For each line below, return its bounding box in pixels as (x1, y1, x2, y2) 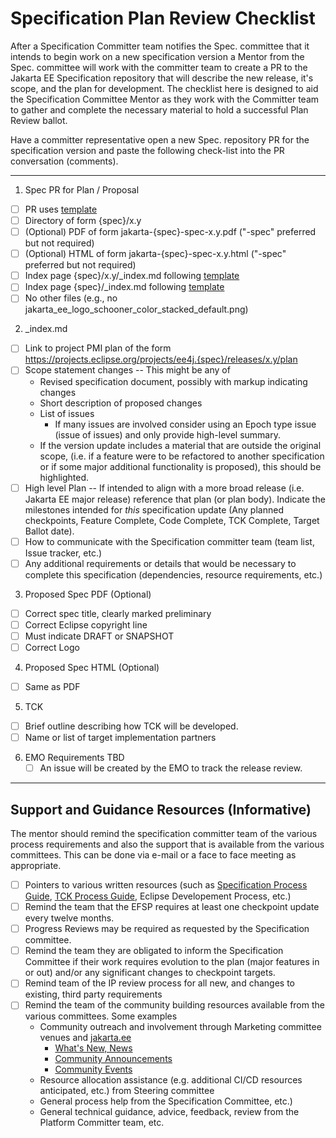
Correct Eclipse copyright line (24, 618, 148, 631)
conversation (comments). (10, 155, 119, 167)
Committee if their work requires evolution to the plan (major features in (24, 956, 320, 968)
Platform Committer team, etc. (39, 1117, 165, 1129)
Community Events (54, 1063, 133, 1076)
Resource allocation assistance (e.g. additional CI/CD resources (39, 1074, 303, 1086)
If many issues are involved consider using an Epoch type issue (54, 418, 317, 430)
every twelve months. (24, 912, 115, 924)
